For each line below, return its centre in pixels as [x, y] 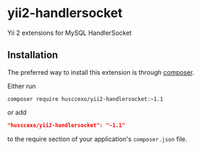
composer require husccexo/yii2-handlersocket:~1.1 [85, 99]
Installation [33, 55]
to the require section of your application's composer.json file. [97, 139]
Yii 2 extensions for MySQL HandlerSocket [70, 33]
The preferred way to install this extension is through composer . [101, 72]
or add [17, 112]
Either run [22, 86]
